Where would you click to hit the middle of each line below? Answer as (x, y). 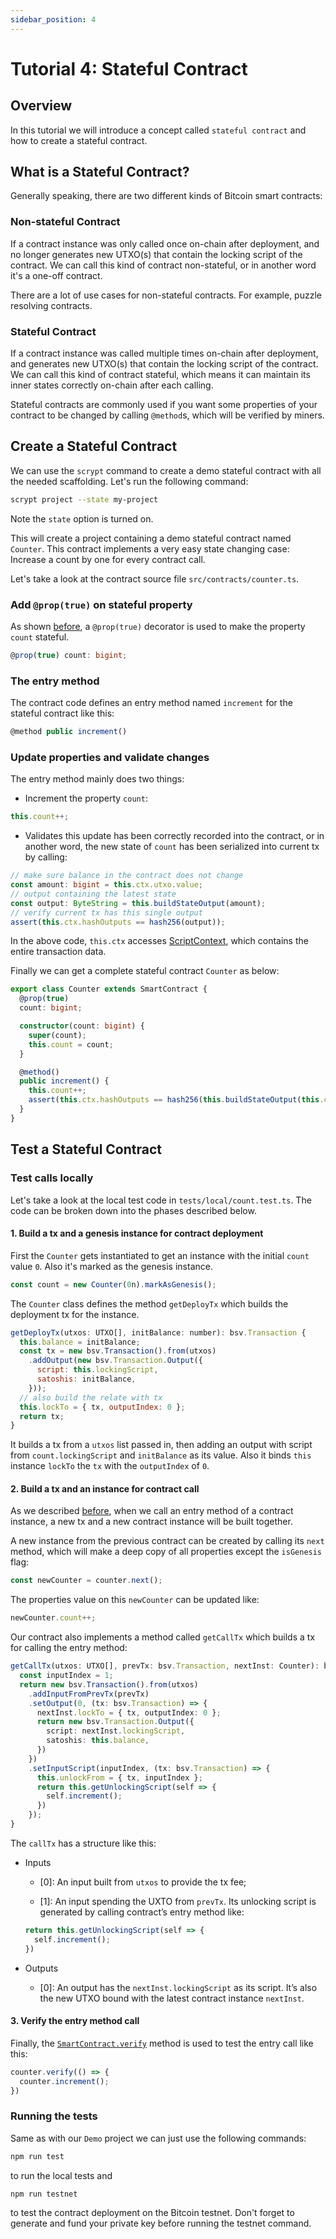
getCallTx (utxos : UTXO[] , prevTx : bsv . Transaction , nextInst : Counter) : (165, 1666)
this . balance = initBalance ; (80, 1342)
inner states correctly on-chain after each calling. (112, 385)
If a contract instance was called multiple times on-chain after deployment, (164, 353)
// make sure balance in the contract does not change (127, 876)
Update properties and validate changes (110, 757)
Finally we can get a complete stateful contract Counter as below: (145, 971)
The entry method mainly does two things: (97, 779)
